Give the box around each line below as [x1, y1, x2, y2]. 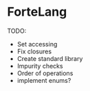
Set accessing [16, 40, 58, 48]
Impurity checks [16, 62, 63, 70]
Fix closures [16, 47, 52, 55]
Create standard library [16, 54, 83, 62]
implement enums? [16, 76, 71, 84]
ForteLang [7, 4, 67, 20]
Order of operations [16, 69, 74, 77]
